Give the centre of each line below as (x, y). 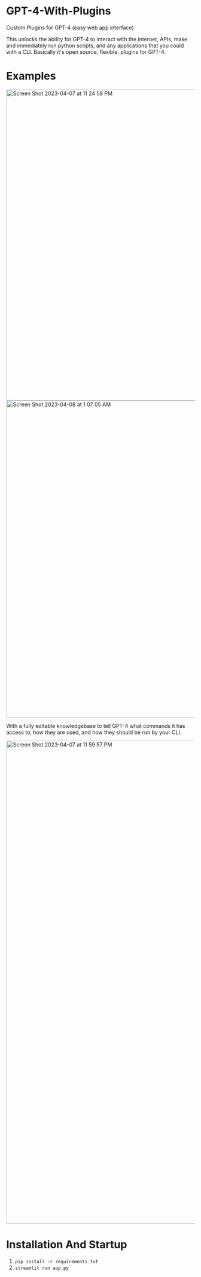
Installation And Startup (67, 1245)
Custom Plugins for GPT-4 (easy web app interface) (70, 28)
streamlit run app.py (42, 1268)
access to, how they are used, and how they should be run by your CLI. (94, 732)
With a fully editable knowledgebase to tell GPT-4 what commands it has (96, 726)
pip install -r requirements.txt (57, 1261)
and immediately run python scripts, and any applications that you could (95, 45)
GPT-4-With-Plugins (59, 11)
